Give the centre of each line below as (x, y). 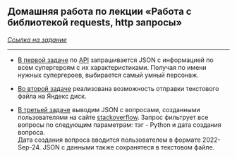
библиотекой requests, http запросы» (95, 23)
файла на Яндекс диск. (52, 96)
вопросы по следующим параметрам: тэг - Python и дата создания (119, 124)
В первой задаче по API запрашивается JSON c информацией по (115, 60)
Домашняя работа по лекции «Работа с (99, 12)
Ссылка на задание (37, 39)
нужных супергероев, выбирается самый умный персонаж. (108, 75)
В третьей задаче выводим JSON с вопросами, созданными (109, 109)
